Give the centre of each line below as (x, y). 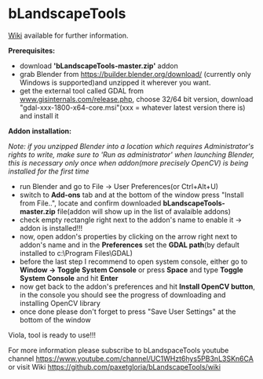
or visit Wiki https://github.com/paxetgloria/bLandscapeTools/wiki (115, 366)
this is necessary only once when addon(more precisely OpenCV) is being (128, 162)
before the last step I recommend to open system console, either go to (133, 261)
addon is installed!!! (51, 228)
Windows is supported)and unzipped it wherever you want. (115, 82)
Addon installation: (40, 131)
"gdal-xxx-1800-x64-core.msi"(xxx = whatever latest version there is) (132, 108)
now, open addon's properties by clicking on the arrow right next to (128, 236)
